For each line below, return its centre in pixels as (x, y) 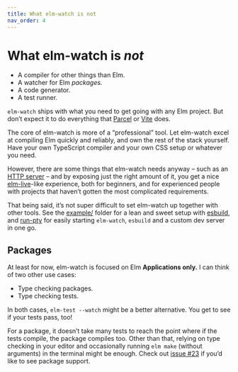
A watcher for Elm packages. (60, 83)
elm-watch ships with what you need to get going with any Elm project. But (115, 111)
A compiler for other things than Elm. (71, 75)
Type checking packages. (55, 288)
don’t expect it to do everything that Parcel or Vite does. (89, 119)
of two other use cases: (42, 275)
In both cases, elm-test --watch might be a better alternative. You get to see (119, 310)
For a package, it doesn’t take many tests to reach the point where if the (112, 331)
